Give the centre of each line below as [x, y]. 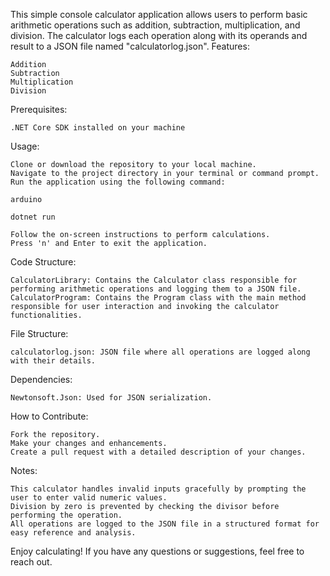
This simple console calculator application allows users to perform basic [159, 14]
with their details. [53, 361]
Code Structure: [43, 262]
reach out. [31, 562]
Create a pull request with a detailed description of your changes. [158, 452]
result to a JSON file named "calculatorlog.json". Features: [130, 46]
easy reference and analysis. [73, 533]
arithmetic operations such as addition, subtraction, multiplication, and [155, 25]
